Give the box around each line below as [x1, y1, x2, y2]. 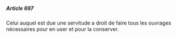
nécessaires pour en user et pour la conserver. [6, 25, 119, 32]
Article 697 [6, 5, 34, 12]
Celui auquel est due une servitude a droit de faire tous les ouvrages [6, 19, 172, 26]
